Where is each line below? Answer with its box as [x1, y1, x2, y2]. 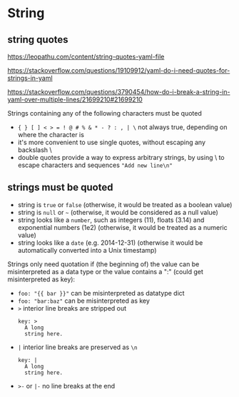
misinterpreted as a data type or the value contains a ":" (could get [7, 267, 203, 276]
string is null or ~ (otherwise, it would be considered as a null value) [17, 208, 219, 216]
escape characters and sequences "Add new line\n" [17, 161, 173, 169]
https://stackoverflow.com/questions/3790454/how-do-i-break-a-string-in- [7, 88, 230, 96]
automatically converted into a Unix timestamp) [17, 246, 157, 254]
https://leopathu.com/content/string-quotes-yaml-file [7, 52, 165, 61]
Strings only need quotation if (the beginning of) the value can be [7, 259, 200, 268]
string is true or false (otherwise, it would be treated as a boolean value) [17, 200, 233, 208]
